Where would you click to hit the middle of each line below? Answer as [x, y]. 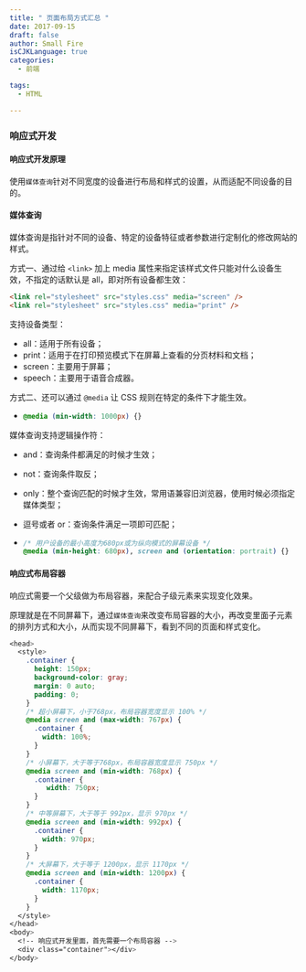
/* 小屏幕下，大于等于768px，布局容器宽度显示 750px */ [122, 763]
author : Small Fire [47, 43]
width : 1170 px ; [71, 890]
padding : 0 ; [56, 694]
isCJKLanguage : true [49, 52]
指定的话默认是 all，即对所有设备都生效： [111, 279]
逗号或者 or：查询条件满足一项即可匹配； [100, 524]
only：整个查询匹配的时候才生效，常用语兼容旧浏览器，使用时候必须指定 [158, 493]
